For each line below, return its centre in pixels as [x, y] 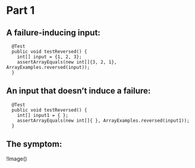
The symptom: [34, 144]
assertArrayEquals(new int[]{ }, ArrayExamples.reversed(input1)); [103, 121]
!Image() [17, 158]
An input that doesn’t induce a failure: [79, 91]
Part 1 [20, 10]
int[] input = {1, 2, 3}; [50, 57]
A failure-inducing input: [53, 33]
